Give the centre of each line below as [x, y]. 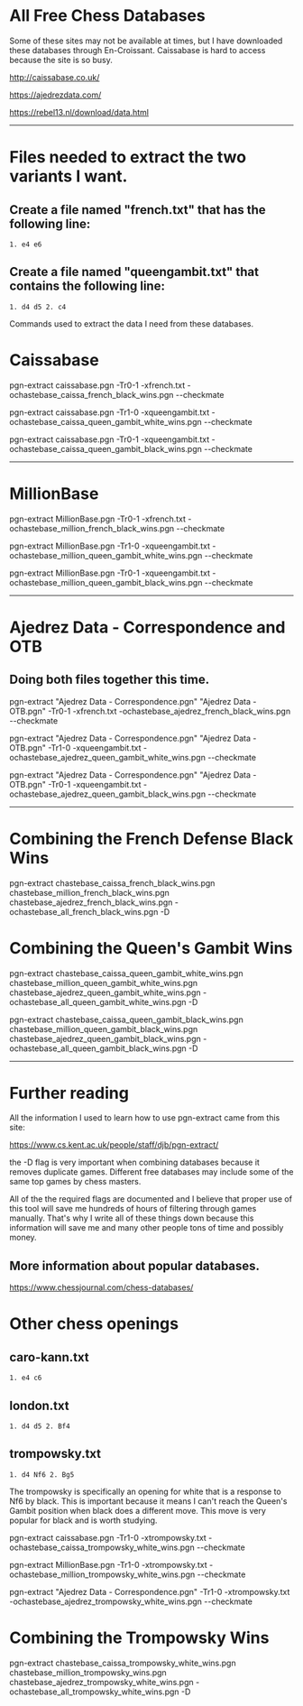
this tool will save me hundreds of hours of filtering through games [133, 1209]
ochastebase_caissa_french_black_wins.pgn [92, 394]
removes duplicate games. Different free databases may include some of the [151, 1172]
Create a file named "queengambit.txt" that [134, 272]
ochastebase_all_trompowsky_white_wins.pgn [94, 1692]
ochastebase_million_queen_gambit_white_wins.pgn [106, 555]
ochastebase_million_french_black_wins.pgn [92, 528]
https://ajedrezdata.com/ [55, 95]
